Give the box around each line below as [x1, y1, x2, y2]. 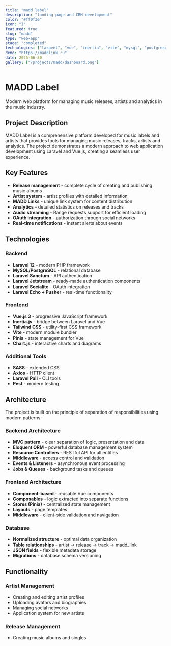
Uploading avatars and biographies [12, 600, 87, 606]
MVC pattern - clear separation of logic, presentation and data [12, 439, 145, 445]
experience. [5, 154, 31, 160]
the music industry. [5, 104, 46, 110]
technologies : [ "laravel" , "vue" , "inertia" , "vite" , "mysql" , [5, 45, 142, 50]
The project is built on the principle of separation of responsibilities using [5, 409, 159, 415]
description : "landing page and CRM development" [5, 12, 113, 17]
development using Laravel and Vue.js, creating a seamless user [5, 148, 140, 154]
